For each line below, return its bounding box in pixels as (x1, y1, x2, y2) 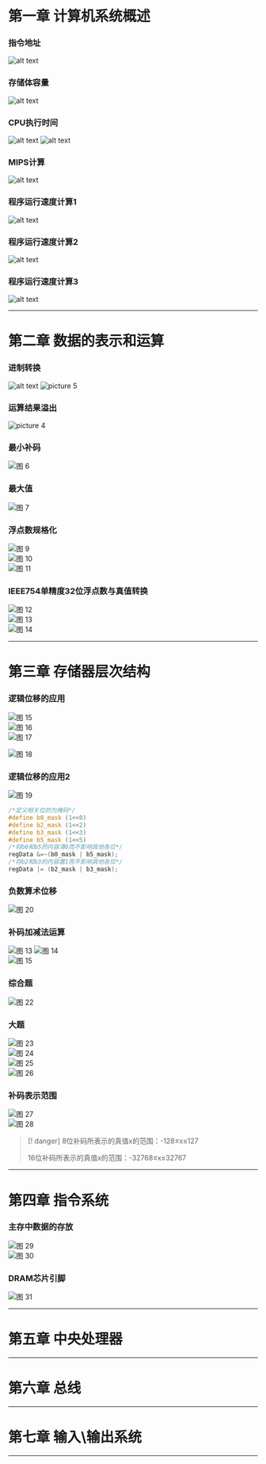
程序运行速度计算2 (8, 236, 79, 247)
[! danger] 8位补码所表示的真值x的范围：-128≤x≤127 (27, 1136, 199, 1146)
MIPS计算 (8, 157, 45, 167)
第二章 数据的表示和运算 (8, 332, 165, 350)
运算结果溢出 (8, 402, 58, 413)
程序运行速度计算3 (8, 276, 79, 287)
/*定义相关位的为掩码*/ (8, 806, 76, 814)
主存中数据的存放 (8, 1222, 74, 1233)
